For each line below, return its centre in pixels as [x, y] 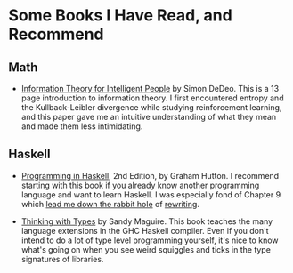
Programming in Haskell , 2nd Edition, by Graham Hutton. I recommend [150, 175]
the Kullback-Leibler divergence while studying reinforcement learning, [151, 107]
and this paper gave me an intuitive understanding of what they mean [149, 117]
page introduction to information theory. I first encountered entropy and [152, 98]
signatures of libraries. [62, 259]
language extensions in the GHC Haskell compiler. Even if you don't [145, 230]
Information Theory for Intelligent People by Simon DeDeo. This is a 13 [150, 88]
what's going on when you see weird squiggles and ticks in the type [146, 249]
